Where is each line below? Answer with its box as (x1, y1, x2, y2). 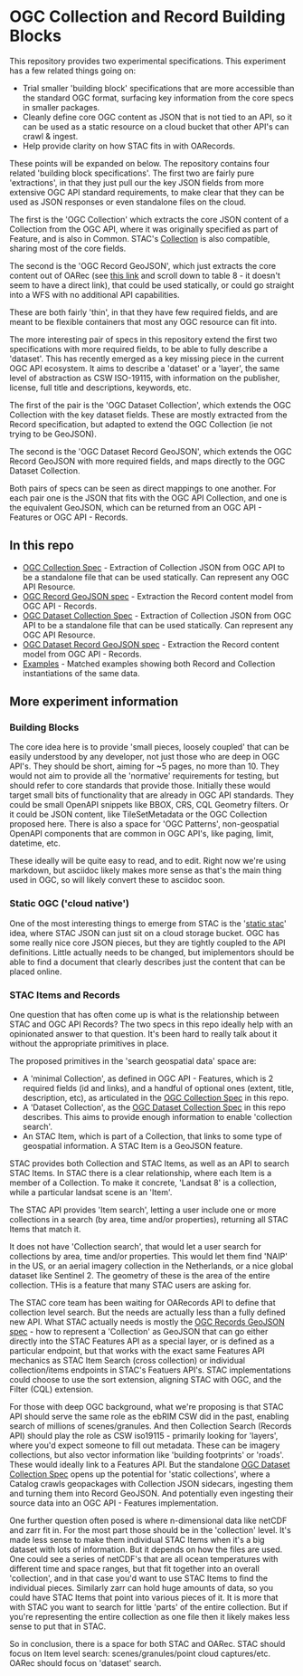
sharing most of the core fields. (9, 243, 127, 254)
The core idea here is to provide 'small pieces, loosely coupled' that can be (9, 742, 289, 752)
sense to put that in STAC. (9, 1621, 107, 1632)
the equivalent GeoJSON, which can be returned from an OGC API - (9, 502, 262, 512)
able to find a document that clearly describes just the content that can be (9, 956, 286, 967)
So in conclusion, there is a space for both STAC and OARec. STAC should (9, 1639, 286, 1650)
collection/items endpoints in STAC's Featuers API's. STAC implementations (9, 1365, 291, 1375)
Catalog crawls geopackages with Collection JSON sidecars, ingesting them (9, 1479, 294, 1489)
